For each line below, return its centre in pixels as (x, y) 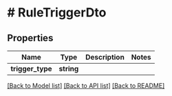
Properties (30, 38)
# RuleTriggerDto (57, 13)
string (69, 69)
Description (105, 57)
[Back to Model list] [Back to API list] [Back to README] (86, 86)
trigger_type (32, 69)
